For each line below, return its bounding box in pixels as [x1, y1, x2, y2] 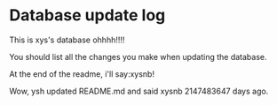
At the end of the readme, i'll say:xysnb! [9, 68, 155, 79]
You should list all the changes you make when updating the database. [9, 51, 268, 62]
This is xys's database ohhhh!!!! [9, 34, 125, 45]
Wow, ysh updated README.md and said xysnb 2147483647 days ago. [9, 86, 269, 96]
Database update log [9, 5, 166, 26]
